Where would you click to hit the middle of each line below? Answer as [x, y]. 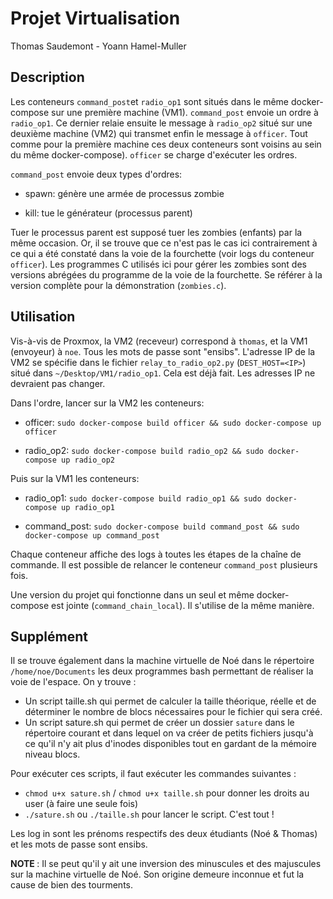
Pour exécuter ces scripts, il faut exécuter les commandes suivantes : [153, 774]
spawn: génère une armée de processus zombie [124, 193]
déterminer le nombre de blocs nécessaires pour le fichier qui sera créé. [173, 712]
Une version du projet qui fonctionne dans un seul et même [132, 594]
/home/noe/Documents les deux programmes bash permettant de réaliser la [162, 671]
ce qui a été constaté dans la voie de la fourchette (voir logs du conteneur [162, 253]
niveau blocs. [52, 754]
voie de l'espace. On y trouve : [73, 682]
